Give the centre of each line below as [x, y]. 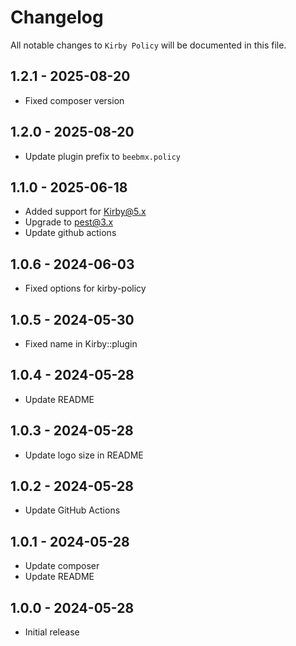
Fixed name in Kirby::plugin [81, 344]
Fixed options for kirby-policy [85, 288]
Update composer [62, 566]
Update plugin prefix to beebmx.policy [102, 156]
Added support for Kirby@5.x [85, 212]
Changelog [57, 17]
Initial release [52, 632]
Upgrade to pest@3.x [69, 222]
